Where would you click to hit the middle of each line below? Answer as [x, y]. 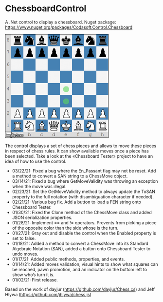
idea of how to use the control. [36, 161]
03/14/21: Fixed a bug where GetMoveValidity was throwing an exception [85, 181]
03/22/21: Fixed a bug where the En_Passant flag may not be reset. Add [84, 171]
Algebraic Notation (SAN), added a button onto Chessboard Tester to [81, 248]
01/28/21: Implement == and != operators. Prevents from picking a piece [84, 222]
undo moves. [25, 254]
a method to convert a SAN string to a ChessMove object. [70, 176]
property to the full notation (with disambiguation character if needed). [83, 196]
